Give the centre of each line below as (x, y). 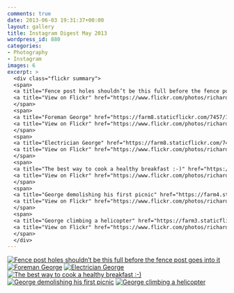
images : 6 (22, 65)
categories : (24, 46)
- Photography (28, 53)
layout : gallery (31, 26)
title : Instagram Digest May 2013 (57, 33)
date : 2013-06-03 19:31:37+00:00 (56, 20)
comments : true (29, 14)
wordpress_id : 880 (34, 40)
